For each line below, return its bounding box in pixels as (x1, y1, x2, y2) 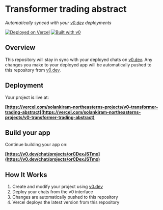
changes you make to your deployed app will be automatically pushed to (5, 61, 152, 67)
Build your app (5, 128, 51, 137)
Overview (5, 43, 36, 52)
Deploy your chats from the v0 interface (12, 189, 93, 195)
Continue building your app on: (5, 142, 68, 148)
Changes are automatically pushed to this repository (12, 194, 118, 200)
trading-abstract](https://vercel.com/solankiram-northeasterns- (5, 109, 141, 115)
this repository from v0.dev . (5, 67, 61, 73)
